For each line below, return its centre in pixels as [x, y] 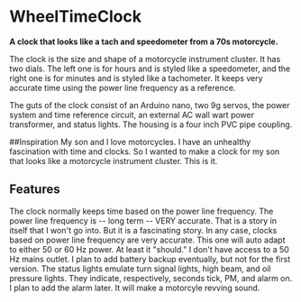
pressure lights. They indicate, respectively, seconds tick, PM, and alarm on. [151, 278]
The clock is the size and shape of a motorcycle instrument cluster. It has [145, 59]
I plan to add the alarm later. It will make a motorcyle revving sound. [135, 288]
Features [35, 190]
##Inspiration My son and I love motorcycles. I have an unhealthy [130, 142]
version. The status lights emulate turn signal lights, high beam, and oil [140, 269]
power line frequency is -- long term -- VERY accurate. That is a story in [143, 220]
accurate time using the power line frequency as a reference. [123, 87]
